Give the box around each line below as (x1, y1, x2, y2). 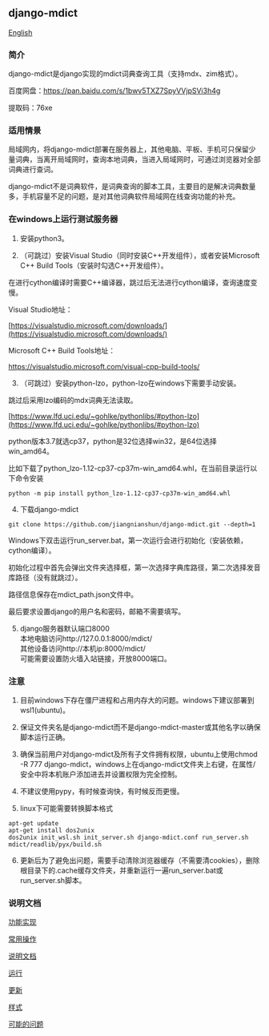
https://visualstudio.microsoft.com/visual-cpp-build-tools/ (8, 361, 200, 371)
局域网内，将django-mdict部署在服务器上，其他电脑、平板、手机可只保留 (8, 144, 250, 155)
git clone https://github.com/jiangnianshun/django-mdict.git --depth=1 (8, 520, 256, 528)
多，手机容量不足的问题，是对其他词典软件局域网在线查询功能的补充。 (8, 191, 240, 201)
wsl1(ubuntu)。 (19, 705, 70, 715)
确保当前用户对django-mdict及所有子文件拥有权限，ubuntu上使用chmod (19, 749, 258, 759)
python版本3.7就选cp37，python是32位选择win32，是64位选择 (8, 436, 218, 445)
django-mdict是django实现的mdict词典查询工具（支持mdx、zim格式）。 (8, 69, 243, 79)
